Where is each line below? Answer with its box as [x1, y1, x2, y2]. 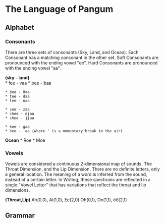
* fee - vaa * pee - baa [5, 80, 52, 86]
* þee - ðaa [5, 89, 30, 95]
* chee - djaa [5, 111, 35, 116]
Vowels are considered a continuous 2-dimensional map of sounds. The [5, 161, 152, 167]
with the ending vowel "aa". [5, 65, 61, 71]
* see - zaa [5, 107, 30, 112]
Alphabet [5, 23, 35, 32]
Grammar [5, 211, 35, 220]
